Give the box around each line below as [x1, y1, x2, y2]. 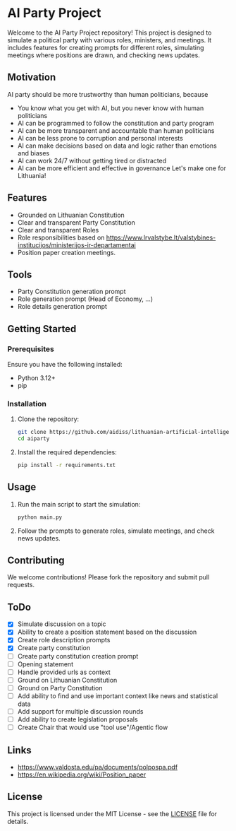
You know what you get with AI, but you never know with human [17, 104, 204, 112]
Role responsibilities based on [17, 233, 105, 242]
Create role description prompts [17, 636, 111, 644]
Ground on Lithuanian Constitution [17, 676, 118, 684]
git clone [17, 429, 47, 436]
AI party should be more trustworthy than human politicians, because [7, 90, 209, 98]
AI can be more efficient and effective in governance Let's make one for [17, 164, 227, 172]
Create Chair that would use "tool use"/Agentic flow [17, 723, 168, 732]
